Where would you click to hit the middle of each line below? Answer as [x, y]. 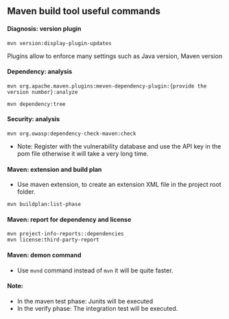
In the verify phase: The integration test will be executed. [97, 308]
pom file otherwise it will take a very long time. [83, 154]
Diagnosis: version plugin [44, 28]
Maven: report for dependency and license [69, 219]
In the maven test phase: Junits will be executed [85, 301]
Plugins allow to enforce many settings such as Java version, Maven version [115, 56]
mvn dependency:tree [37, 104]
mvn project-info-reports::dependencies [66, 234]
